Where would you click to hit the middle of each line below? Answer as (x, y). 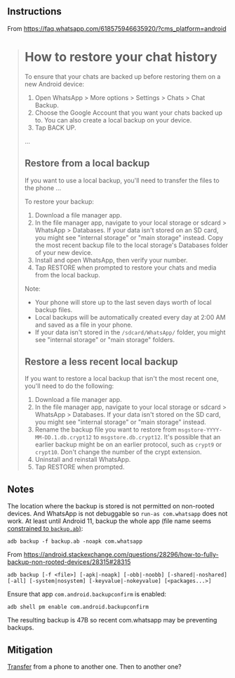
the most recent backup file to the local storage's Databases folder (132, 245)
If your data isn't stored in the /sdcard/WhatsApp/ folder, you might (130, 332)
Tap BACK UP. (55, 127)
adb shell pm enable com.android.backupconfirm (78, 607)
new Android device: (54, 84)
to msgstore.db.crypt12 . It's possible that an (157, 437)
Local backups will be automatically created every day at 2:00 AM (130, 317)
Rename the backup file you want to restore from (106, 429)
